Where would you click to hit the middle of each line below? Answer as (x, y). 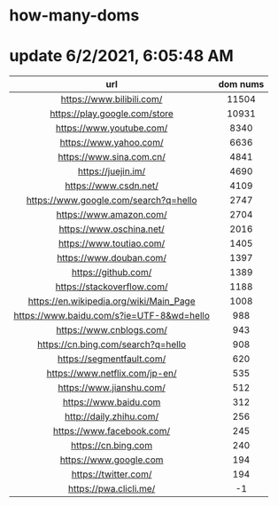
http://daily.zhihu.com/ (112, 416)
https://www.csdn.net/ (112, 186)
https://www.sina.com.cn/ (111, 157)
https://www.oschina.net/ (112, 229)
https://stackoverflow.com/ (112, 287)
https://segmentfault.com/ (112, 359)
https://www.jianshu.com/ (112, 388)
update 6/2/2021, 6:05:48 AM (122, 56)
